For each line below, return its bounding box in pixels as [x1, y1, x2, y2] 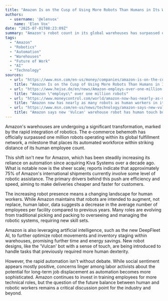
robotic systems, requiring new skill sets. [5, 217, 89, 223]
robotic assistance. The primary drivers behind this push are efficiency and [5, 176, 160, 182]
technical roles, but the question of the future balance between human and [5, 279, 159, 285]
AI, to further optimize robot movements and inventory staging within [5, 232, 147, 238]
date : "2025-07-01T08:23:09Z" [5, 26, 68, 31]
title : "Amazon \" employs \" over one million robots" [14, 91, 128, 96]
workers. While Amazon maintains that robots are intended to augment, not [5, 196, 160, 202]
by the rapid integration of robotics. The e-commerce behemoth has [5, 129, 146, 135]
